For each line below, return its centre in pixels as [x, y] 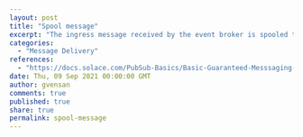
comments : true [38, 93]
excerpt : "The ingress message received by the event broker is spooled [149, 34]
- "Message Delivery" [58, 51]
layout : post [34, 18]
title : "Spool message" [54, 26]
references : [32, 59]
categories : [32, 43]
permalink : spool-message [58, 118]
